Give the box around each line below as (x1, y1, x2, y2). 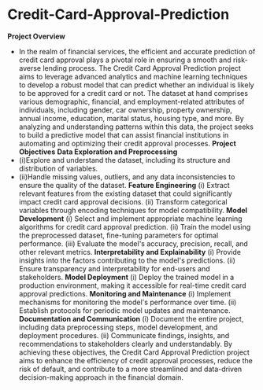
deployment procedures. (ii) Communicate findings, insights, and (18, 330, 230, 340)
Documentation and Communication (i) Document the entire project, (18, 314, 244, 323)
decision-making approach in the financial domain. (18, 372, 184, 382)
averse (18, 63, 42, 72)
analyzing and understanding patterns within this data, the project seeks (18, 122, 254, 131)
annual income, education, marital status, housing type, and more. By (18, 113, 245, 123)
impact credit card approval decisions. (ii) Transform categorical (18, 197, 228, 206)
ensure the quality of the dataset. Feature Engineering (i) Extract (18, 180, 230, 189)
